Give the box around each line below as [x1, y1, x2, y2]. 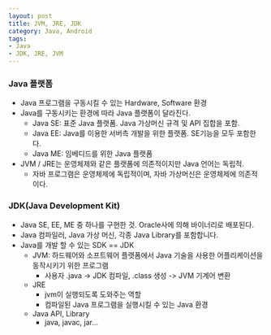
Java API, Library [32, 308, 90, 318]
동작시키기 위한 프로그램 [32, 260, 110, 270]
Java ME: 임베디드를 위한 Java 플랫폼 [32, 149, 153, 159]
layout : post [8, 11, 53, 20]
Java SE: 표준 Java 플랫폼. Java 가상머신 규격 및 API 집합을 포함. [32, 119, 240, 128]
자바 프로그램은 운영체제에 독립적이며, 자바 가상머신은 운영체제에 [32, 169, 237, 179]
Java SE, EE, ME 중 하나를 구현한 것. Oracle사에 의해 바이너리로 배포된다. [19, 220, 254, 229]
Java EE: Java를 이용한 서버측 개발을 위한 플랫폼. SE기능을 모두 [32, 128, 235, 138]
